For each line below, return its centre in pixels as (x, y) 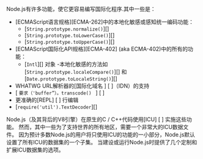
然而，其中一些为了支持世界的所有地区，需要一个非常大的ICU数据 (101, 127)
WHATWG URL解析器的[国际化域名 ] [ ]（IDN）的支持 (82, 86)
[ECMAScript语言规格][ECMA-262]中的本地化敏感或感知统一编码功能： (105, 22)
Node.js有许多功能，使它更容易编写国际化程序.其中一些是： (81, 9)
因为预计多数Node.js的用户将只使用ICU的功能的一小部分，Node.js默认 (107, 135)
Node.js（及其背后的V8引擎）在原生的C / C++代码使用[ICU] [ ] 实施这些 (97, 119)
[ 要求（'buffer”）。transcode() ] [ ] (60, 93)
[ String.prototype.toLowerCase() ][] (69, 35)
